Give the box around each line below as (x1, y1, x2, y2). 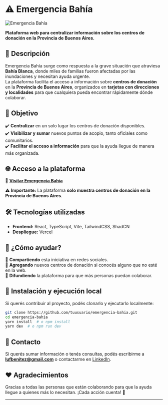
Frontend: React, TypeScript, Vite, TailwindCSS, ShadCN (12, 224, 130, 230)
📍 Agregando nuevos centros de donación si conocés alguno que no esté (5, 262, 157, 268)
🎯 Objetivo (5, 109, 38, 118)
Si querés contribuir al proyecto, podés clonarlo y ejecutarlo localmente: (5, 300, 154, 306)
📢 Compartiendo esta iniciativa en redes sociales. (5, 257, 108, 263)
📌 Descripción (5, 49, 50, 58)
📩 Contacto (5, 338, 41, 346)
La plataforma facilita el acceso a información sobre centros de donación (5, 78, 157, 84)
